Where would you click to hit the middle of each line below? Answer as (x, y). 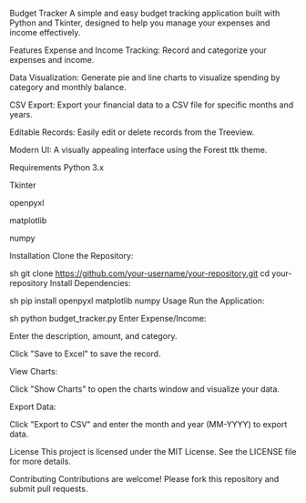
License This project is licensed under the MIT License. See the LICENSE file (153, 452)
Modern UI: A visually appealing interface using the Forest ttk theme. (138, 150)
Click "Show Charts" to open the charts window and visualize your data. (145, 389)
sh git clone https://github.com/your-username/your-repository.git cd (140, 273)
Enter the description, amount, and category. (93, 336)
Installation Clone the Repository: (71, 256)
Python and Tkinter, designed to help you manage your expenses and (140, 23)
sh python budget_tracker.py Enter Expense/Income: (108, 318)
